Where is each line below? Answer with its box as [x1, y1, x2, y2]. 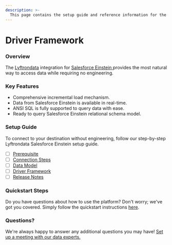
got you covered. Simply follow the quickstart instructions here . [5, 204, 140, 211]
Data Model [12, 162, 37, 168]
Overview [5, 52, 30, 60]
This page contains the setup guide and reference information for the [10, 12, 167, 17]
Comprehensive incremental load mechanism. [12, 95, 110, 101]
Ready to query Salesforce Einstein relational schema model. [12, 111, 142, 117]
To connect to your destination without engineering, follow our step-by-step [5, 135, 166, 141]
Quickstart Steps [5, 187, 49, 194]
